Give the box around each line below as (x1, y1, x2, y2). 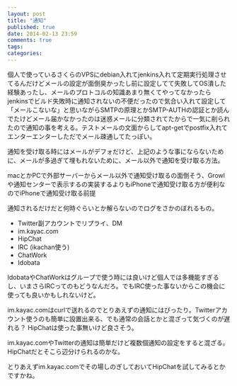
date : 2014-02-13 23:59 (7, 30, 78, 38)
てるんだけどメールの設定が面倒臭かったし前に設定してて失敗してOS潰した (7, 79, 226, 87)
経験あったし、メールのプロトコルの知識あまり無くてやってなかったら (7, 88, 212, 96)
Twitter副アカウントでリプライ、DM (17, 219, 122, 227)
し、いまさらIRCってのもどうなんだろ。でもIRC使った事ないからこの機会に (7, 281, 226, 290)
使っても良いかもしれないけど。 (7, 290, 100, 299)
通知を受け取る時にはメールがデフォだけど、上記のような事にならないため (7, 147, 224, 156)
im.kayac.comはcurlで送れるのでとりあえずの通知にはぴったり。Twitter (7, 305, 216, 314)
